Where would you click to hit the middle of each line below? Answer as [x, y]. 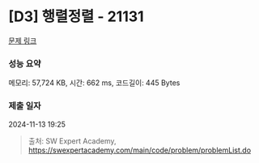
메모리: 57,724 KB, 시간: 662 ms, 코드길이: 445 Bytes [94, 83]
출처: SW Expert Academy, [72, 141]
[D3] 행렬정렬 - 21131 [76, 17]
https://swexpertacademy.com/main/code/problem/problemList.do [140, 150]
